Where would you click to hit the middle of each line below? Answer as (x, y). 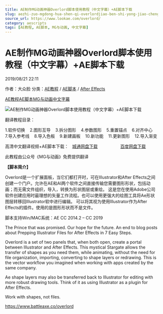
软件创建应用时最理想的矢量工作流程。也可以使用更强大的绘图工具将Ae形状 (80, 196)
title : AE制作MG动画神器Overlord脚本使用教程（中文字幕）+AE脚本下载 (69, 9)
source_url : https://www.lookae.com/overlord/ (53, 18)
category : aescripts (26, 23)
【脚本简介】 (18, 167)
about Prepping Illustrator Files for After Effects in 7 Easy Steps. (69, 233)
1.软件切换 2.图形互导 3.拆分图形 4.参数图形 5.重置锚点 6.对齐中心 (79, 130)
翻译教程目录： (20, 120)
